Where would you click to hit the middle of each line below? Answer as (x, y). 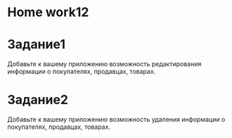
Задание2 (38, 100)
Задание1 (36, 45)
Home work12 (48, 12)
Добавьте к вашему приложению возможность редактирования (104, 64)
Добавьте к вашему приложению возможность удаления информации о (116, 120)
